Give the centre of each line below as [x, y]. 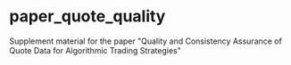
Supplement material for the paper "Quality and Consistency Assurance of [146, 41]
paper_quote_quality [87, 16]
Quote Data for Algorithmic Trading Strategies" [95, 50]
